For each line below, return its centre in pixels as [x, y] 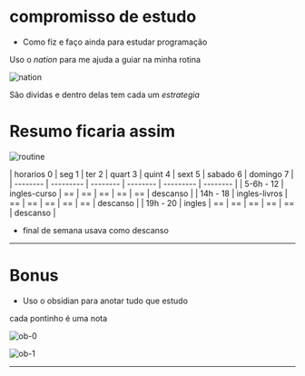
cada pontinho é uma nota [59, 318]
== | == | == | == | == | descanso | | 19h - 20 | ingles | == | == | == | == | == [152, 203]
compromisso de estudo [103, 17]
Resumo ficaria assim [92, 131]
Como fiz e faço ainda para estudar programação [115, 42]
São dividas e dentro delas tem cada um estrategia [104, 94]
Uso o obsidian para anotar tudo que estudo [105, 301]
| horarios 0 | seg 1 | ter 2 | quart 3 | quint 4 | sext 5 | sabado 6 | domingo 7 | [152, 173]
